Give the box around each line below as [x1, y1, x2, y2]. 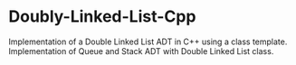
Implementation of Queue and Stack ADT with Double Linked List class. [8, 45, 274, 56]
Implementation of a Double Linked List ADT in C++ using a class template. [8, 36, 288, 47]
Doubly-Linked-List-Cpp [8, 6, 196, 27]
